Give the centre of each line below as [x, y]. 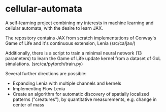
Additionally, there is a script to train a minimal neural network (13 [74, 53]
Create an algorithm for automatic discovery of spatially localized [81, 94]
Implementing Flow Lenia [39, 88]
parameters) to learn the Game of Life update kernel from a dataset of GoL [83, 58]
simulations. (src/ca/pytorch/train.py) [44, 64]
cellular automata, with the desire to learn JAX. [54, 28]
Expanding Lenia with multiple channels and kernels [67, 83]
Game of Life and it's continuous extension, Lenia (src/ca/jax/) [70, 43]
